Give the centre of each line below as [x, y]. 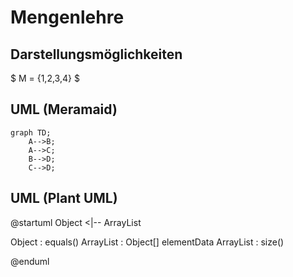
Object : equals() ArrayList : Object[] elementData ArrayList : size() [147, 242]
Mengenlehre [67, 17]
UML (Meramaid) [64, 109]
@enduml [30, 261]
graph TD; [31, 132]
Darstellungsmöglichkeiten [96, 54]
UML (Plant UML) [64, 198]
